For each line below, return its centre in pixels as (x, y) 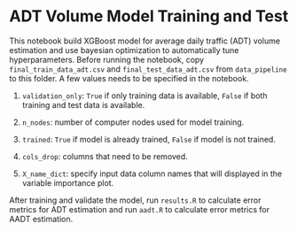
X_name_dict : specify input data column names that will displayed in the (152, 173)
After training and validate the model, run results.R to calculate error (135, 200)
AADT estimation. (41, 219)
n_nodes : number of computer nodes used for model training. (133, 122)
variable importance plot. (68, 182)
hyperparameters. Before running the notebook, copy (107, 59)
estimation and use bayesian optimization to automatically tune (124, 50)
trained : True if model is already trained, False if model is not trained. (149, 139)
